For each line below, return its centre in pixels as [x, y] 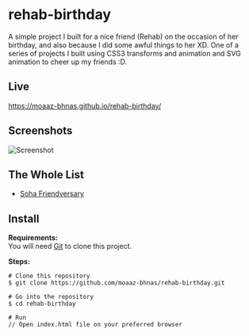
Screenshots [40, 131]
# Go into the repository [51, 297]
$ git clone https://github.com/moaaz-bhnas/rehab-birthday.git [117, 283]
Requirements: [33, 238]
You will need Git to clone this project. [70, 246]
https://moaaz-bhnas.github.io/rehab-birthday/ [85, 105]
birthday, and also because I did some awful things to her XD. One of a [124, 44]
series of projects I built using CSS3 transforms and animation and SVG [125, 53]
